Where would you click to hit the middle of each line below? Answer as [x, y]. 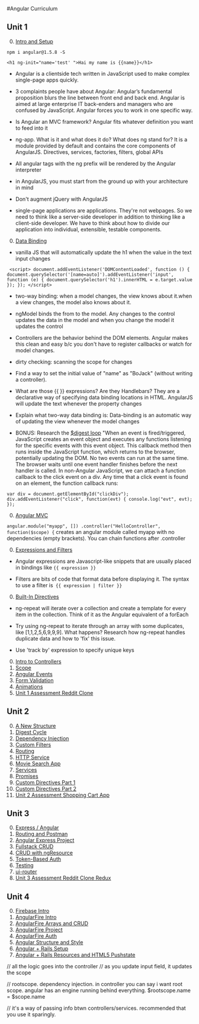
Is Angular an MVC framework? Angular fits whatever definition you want [104, 121]
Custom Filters [33, 745]
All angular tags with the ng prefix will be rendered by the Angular [95, 163]
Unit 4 [18, 896]
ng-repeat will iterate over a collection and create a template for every [101, 608]
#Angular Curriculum [32, 9]
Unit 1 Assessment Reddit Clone [54, 693]
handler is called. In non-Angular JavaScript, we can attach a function [100, 471]
